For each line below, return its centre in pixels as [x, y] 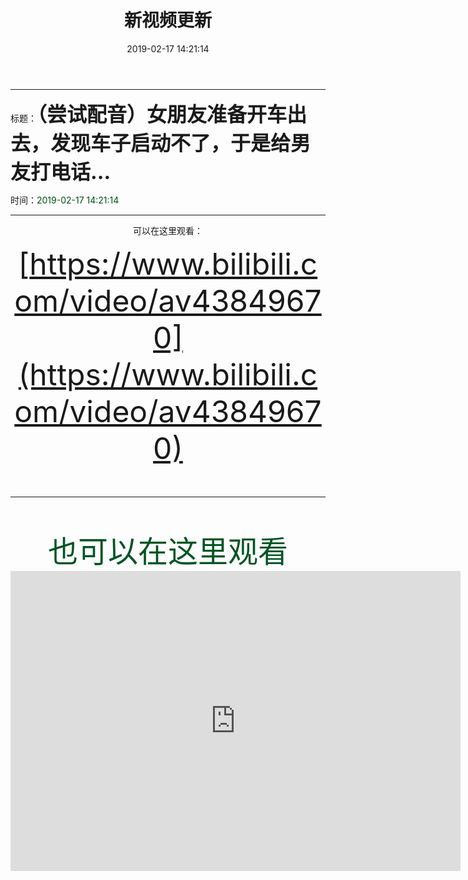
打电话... [71, 172]
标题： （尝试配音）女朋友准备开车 [149, 114]
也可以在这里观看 [167, 551]
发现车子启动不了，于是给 [171, 143]
